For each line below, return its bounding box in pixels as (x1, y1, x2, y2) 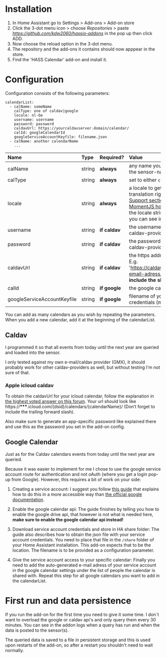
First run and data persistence (5, 595, 131, 606)
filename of (129, 293, 156, 300)
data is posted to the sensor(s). (5, 627, 69, 633)
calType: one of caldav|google (14, 108, 79, 113)
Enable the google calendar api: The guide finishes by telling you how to (12, 506, 160, 512)
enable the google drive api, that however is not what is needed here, (12, 511, 154, 517)
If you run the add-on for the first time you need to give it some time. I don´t (5, 612, 159, 617)
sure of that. (5, 369, 30, 375)
